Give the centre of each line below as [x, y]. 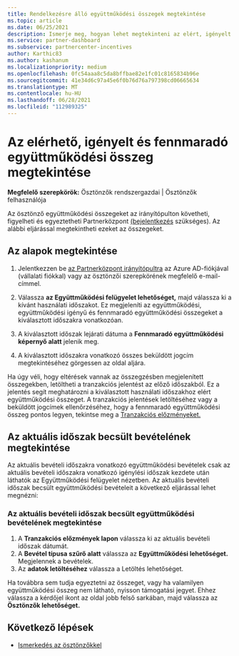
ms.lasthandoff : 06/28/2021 [49, 101]
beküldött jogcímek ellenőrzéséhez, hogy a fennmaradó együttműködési [114, 406]
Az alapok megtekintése [62, 251]
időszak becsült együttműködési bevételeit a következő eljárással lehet [112, 488]
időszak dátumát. [43, 545]
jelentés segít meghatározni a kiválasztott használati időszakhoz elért [109, 391]
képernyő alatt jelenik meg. [58, 341]
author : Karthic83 [35, 54]
